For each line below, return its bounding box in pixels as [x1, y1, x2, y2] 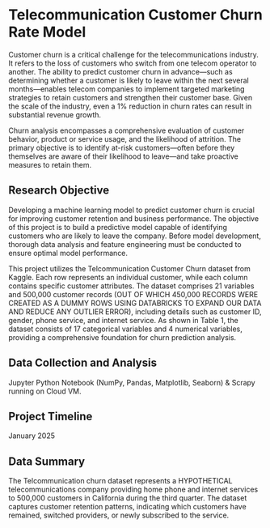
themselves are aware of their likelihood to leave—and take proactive [8, 151, 238, 161]
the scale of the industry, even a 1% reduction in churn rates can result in [8, 101, 252, 111]
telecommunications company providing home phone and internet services [8, 484, 259, 495]
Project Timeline [8, 409, 93, 423]
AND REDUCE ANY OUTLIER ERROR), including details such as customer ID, [8, 306, 262, 317]
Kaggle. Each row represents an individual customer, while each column [8, 272, 248, 282]
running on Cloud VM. [8, 386, 82, 396]
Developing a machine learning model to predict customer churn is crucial [8, 205, 255, 215]
